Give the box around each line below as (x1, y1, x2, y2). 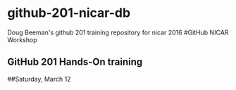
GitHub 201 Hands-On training (7, 56, 143, 68)
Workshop (7, 35, 37, 44)
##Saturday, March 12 (7, 75, 71, 83)
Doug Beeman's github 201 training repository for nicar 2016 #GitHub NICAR (7, 28, 229, 37)
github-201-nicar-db (7, 5, 131, 21)
